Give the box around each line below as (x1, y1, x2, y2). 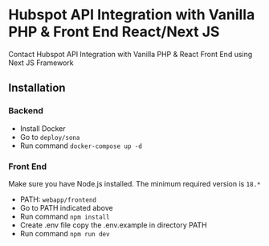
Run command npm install (19, 211, 110, 221)
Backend (8, 105, 44, 117)
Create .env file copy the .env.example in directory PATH (19, 219, 207, 230)
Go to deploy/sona (19, 132, 80, 141)
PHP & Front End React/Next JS (8, 23, 220, 41)
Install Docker (19, 123, 66, 133)
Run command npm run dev (19, 228, 110, 238)
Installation (8, 81, 66, 95)
